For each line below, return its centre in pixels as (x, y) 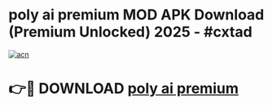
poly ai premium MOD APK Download (136, 15)
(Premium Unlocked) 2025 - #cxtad (130, 32)
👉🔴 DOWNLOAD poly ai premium (123, 88)
